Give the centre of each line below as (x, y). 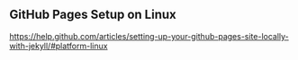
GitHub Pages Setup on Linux (93, 15)
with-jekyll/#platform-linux (59, 46)
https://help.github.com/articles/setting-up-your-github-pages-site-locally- (149, 36)
